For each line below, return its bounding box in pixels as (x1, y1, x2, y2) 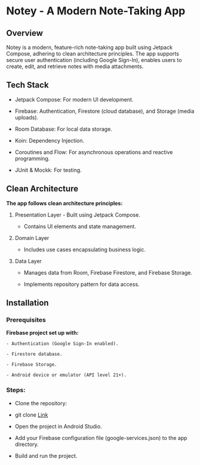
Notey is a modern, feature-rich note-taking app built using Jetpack (6, 44, 173, 51)
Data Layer (14, 257, 42, 264)
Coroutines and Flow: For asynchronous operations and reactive (14, 148, 173, 156)
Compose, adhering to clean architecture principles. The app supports (6, 50, 179, 57)
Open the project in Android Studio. (14, 423, 103, 430)
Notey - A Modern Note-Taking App (6, 4, 186, 18)
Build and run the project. (14, 452, 78, 459)
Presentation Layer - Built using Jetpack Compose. (14, 211, 140, 218)
